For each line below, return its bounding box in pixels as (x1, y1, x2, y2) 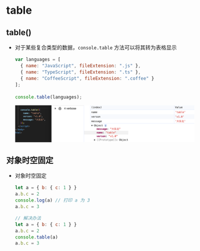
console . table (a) (14, 234, 59, 240)
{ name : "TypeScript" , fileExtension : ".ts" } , (20, 69, 141, 75)
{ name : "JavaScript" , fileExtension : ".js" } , (20, 63, 141, 69)
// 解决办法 (14, 215, 41, 221)
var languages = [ (14, 57, 61, 63)
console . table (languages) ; (14, 94, 82, 100)
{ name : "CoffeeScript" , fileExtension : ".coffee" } (20, 75, 155, 81)
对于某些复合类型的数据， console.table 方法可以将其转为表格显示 (14, 44, 177, 51)
